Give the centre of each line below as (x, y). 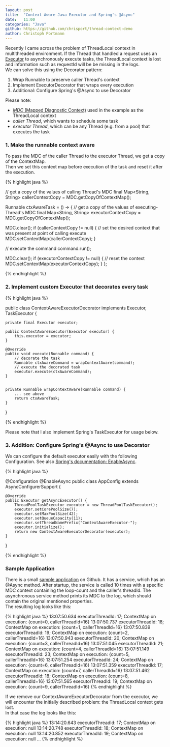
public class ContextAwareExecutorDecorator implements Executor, (76, 308)
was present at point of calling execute (46, 233)
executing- (147, 207)
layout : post (19, 10)
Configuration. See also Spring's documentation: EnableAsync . (71, 462)
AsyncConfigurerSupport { (33, 486)
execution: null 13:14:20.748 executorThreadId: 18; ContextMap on (74, 728)
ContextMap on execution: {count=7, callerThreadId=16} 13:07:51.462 (78, 671)
